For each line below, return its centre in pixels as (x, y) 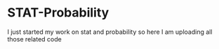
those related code (34, 39)
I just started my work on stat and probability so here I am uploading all (110, 32)
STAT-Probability (58, 13)
